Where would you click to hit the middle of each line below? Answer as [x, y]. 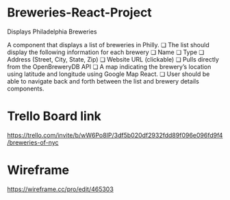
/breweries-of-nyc [33, 142]
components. [26, 88]
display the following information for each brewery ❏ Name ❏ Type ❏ [106, 52]
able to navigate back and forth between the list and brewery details [103, 81]
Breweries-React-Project [79, 13]
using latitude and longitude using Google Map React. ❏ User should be [108, 74]
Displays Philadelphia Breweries [52, 32]
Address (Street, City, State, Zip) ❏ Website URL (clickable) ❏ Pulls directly [113, 59]
